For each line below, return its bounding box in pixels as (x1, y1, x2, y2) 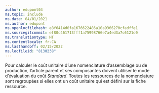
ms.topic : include (5, 12, 43, 17)
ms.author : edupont (5, 21, 45, 26)
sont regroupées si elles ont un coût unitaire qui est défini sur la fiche (5, 78, 146, 84)
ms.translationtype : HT (5, 35, 54, 40)
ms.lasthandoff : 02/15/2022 (5, 44, 63, 49)
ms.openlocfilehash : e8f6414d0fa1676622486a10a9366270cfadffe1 (5, 26, 138, 31)
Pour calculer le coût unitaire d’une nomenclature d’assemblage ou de (5, 62, 148, 68)
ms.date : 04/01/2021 (5, 16, 48, 21)
